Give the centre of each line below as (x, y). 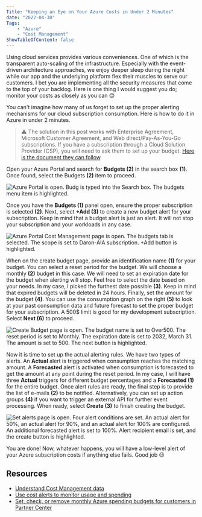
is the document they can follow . (62, 157)
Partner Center (33, 507)
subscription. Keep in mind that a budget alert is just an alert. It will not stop (100, 218)
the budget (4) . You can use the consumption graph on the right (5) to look (99, 299)
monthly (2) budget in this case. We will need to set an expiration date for (97, 273)
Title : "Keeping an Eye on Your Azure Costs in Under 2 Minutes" (90, 12)
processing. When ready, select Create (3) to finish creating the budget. (96, 406)
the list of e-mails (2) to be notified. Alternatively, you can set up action (95, 393)
